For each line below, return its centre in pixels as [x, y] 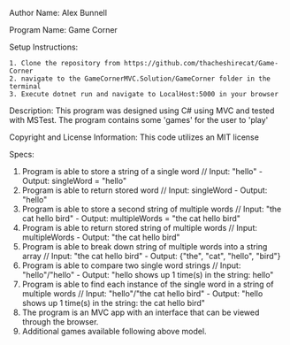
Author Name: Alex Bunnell [58, 13]
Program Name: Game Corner [63, 30]
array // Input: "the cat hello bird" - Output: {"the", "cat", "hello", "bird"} [151, 256]
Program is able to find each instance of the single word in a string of [148, 284]
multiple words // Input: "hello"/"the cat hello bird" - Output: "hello [142, 294]
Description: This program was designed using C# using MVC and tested [142, 111]
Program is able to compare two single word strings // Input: [131, 265]
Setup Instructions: [44, 47]
